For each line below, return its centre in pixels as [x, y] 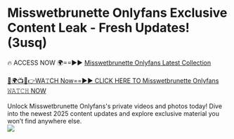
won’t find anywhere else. [45, 121]
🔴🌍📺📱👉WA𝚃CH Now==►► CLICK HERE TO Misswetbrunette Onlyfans [113, 80]
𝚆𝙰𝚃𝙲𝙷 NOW [27, 91]
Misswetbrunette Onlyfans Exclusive [117, 13]
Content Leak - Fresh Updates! [98, 28]
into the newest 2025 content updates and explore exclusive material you [113, 113]
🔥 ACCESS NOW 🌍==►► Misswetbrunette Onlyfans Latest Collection [109, 62]
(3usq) [27, 43]
